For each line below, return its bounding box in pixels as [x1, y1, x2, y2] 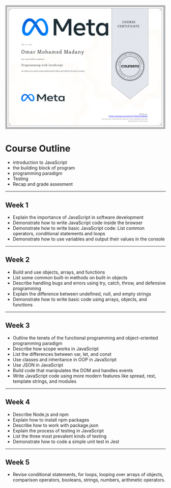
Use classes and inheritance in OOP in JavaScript [12, 356, 117, 362]
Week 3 [5, 321, 30, 330]
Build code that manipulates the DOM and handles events [12, 367, 133, 373]
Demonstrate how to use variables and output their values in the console [12, 236, 165, 242]
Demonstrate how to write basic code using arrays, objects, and [12, 296, 147, 302]
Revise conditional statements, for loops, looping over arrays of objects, [12, 472, 164, 478]
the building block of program [12, 165, 75, 171]
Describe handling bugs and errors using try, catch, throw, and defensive [12, 280, 166, 286]
